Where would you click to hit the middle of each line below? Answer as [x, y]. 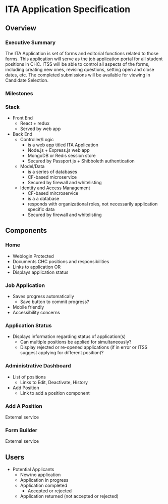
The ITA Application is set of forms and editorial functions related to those [82, 53]
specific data [41, 209]
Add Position [26, 388]
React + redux [35, 123]
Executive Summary [31, 43]
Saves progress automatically [43, 297]
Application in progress [44, 480]
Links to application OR [37, 267]
